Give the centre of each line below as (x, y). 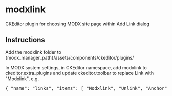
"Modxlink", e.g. (22, 79)
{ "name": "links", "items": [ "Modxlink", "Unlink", (74, 88)
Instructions (25, 40)
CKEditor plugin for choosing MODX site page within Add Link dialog (77, 24)
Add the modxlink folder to (33, 52)
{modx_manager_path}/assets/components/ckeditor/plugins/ (70, 57)
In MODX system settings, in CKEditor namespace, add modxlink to (76, 67)
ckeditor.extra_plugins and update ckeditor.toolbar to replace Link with (80, 73)
